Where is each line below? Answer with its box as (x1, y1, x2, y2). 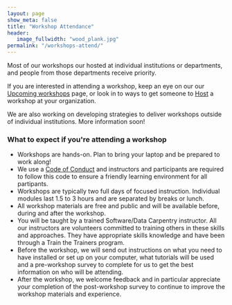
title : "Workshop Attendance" (7, 23, 95, 30)
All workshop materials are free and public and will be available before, (17, 202, 220, 210)
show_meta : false (7, 17, 57, 24)
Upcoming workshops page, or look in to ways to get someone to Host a (7, 89, 214, 98)
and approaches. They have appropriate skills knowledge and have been (17, 231, 225, 239)
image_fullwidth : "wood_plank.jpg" (16, 36, 119, 43)
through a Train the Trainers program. (17, 239, 125, 247)
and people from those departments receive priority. (7, 68, 157, 77)
